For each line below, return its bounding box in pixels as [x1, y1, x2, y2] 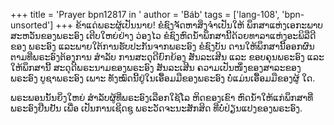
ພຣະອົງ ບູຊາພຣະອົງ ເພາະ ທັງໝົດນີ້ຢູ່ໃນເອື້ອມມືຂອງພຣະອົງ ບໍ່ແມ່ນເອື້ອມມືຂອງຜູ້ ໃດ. [10, 72, 316, 84]
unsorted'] [10, 19, 54, 31]
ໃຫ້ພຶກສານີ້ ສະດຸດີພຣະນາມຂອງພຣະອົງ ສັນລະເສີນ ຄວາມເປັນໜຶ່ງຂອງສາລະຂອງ [10, 62, 302, 73]
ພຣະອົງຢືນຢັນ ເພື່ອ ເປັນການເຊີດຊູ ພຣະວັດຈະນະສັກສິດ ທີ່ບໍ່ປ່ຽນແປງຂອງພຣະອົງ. [10, 102, 303, 114]
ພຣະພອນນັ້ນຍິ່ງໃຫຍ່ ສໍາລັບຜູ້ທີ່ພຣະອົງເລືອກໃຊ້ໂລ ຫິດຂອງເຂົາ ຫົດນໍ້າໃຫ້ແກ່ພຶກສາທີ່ [10, 92, 314, 103]
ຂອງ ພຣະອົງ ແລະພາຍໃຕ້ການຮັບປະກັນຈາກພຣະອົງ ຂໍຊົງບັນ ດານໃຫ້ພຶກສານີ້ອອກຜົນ [10, 40, 315, 52]
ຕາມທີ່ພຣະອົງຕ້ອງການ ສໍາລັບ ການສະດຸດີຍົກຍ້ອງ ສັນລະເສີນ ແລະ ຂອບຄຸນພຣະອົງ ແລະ [10, 51, 325, 63]
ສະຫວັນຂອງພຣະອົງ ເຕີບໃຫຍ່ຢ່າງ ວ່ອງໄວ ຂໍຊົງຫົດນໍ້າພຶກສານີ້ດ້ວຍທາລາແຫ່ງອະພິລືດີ [10, 30, 317, 41]
